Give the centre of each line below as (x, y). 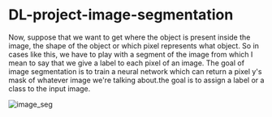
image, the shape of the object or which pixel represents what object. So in (134, 45)
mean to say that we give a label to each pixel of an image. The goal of (127, 63)
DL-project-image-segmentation (121, 15)
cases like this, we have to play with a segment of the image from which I (131, 54)
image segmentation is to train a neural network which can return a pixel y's (135, 71)
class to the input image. (50, 88)
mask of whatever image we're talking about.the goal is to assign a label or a (136, 80)
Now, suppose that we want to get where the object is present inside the (130, 37)
